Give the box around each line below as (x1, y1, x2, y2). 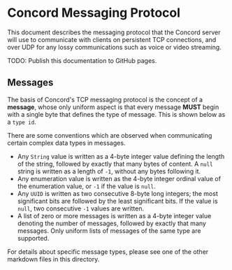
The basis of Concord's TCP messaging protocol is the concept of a (7, 95, 203, 104)
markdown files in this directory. (7, 255, 100, 263)
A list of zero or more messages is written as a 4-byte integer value (17, 211, 212, 220)
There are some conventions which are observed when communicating (7, 131, 212, 139)
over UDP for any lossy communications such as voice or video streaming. (7, 43, 222, 51)
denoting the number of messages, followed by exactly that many (17, 219, 206, 227)
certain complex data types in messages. (7, 138, 126, 147)
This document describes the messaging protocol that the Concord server (7, 28, 221, 36)
